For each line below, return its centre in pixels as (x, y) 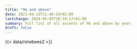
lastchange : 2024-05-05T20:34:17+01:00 (46, 19)
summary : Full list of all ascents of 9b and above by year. (69, 23)
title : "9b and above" (28, 10)
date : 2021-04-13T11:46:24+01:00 (39, 14)
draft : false (18, 28)
